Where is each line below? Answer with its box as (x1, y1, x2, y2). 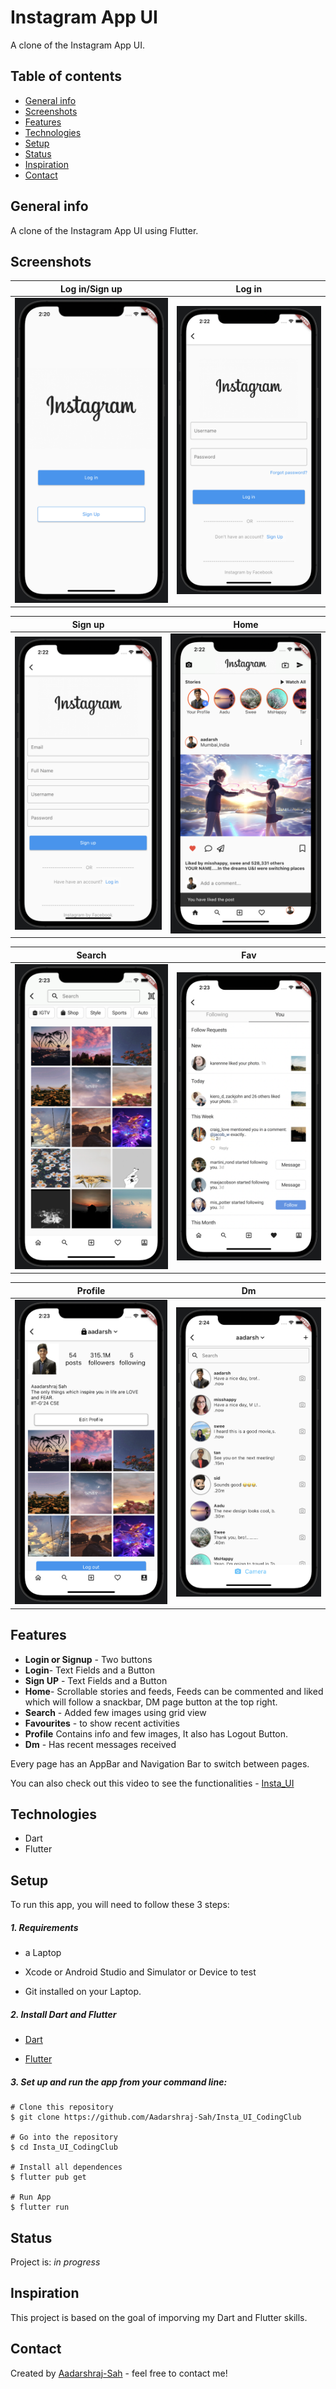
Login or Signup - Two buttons (24, 1653, 153, 1665)
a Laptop (24, 1947, 62, 1959)
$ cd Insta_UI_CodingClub (10, 2142, 118, 2153)
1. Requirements (10, 1921, 79, 1933)
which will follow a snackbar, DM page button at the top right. (24, 1696, 278, 1708)
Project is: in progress (10, 2256, 101, 2268)
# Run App (10, 2192, 52, 2203)
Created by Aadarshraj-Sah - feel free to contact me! (10, 2367, 228, 2379)
